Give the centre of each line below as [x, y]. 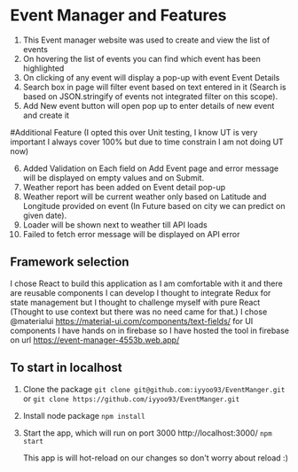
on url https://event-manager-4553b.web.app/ [95, 340]
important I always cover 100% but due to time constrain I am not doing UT [147, 142]
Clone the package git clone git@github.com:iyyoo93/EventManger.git [154, 389]
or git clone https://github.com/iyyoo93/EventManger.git [131, 398]
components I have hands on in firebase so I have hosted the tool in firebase [150, 330]
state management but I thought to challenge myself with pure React [135, 302]
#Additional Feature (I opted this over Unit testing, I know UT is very [134, 132]
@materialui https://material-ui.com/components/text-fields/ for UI [132, 321]
